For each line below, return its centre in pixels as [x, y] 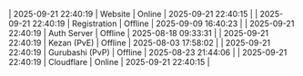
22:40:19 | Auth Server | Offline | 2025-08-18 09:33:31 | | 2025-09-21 [139, 33]
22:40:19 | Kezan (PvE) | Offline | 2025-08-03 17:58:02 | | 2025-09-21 [139, 43]
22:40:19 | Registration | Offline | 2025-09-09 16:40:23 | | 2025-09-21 [163, 24]
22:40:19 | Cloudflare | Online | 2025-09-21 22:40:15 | [109, 62]
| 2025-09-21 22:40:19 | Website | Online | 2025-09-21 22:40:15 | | [133, 14]
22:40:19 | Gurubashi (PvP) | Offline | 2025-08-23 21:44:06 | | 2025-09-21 [148, 52]
